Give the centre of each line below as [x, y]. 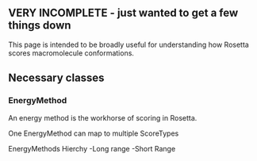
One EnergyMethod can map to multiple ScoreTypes [94, 133]
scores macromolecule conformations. [71, 53]
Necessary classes [56, 78]
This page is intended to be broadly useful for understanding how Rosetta [129, 44]
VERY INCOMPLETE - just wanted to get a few [123, 13]
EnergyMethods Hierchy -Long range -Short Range [92, 148]
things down [40, 26]
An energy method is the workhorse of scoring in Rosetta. [103, 117]
